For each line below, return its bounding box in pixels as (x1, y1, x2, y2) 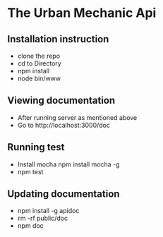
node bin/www (17, 74, 61, 83)
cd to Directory (17, 59, 61, 68)
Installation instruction (7, 33, 109, 45)
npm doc (17, 221, 44, 230)
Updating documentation (7, 188, 120, 200)
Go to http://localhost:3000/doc (17, 121, 111, 129)
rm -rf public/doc (17, 214, 68, 223)
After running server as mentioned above (17, 113, 138, 121)
